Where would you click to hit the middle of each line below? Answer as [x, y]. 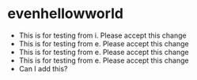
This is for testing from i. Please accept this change [102, 35]
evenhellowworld [66, 14]
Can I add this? [43, 68]
